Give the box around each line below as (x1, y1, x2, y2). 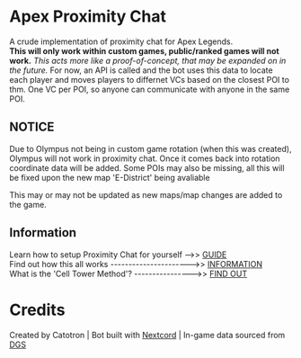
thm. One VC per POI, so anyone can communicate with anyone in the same (9, 84, 290, 94)
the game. (9, 199, 47, 210)
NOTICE (9, 120, 55, 135)
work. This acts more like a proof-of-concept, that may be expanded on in (9, 55, 287, 66)
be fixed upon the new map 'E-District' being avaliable (9, 172, 210, 183)
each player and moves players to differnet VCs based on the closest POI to (9, 74, 290, 85)
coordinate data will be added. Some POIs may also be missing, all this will (9, 162, 285, 173)
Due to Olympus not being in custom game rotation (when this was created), (9, 143, 292, 154)
